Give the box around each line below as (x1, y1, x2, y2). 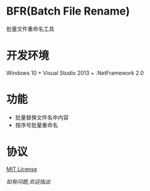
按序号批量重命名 (15, 121, 58, 128)
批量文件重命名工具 (6, 25, 55, 32)
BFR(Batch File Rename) (6, 4, 130, 18)
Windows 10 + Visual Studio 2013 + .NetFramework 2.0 (6, 69, 144, 77)
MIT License (6, 165, 38, 173)
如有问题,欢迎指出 (6, 178, 51, 185)
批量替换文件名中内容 (15, 114, 69, 121)
